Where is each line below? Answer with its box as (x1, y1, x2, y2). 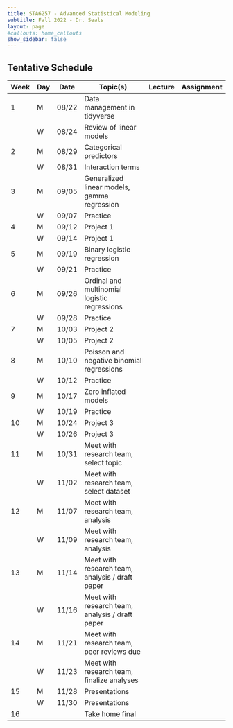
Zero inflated (84, 386, 126, 396)
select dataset (84, 486, 130, 496)
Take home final (84, 709, 137, 718)
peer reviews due (84, 646, 141, 656)
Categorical (84, 142, 123, 152)
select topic (84, 458, 123, 467)
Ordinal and (84, 275, 123, 285)
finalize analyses (84, 675, 139, 685)
